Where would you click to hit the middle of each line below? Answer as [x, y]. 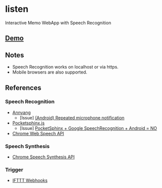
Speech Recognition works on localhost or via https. [65, 67]
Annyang [21, 113]
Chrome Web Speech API [38, 133]
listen [17, 9]
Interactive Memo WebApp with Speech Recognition [58, 23]
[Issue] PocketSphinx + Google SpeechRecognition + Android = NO [88, 128]
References [23, 88]
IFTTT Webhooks [30, 181]
